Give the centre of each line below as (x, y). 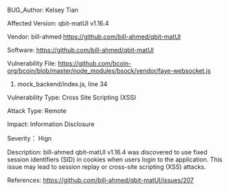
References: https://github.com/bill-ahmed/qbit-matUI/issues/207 (101, 180)
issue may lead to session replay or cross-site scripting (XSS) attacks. (107, 167)
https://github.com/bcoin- (94, 63)
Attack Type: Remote (37, 111)
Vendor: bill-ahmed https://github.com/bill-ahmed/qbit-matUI (94, 37)
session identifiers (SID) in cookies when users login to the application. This (115, 159)
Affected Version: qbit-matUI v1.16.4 (58, 23)
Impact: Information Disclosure (51, 124)
